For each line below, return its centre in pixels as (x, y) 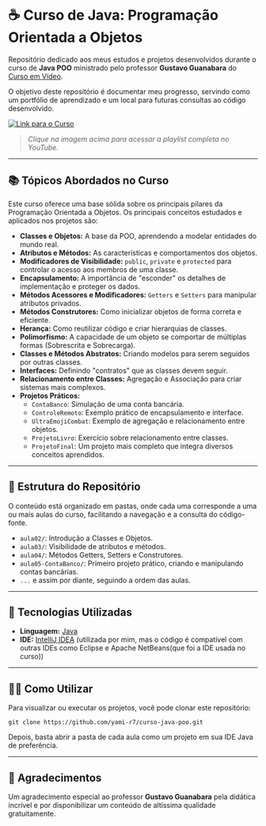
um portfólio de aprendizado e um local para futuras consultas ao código (127, 100)
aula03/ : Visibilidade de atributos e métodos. (93, 546)
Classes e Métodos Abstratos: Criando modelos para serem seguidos (135, 354)
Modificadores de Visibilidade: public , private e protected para (125, 261)
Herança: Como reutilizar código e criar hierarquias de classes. (123, 328)
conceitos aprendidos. (68, 454)
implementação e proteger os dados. (80, 286)
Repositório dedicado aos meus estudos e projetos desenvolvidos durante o (132, 59)
